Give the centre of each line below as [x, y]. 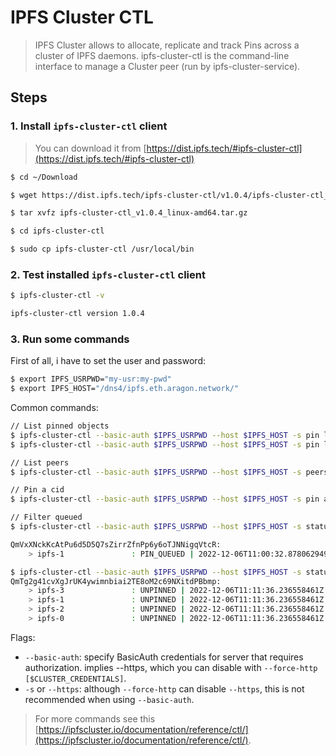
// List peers [40, 462]
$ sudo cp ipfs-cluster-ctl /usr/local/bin [102, 249]
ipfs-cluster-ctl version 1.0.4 [77, 314]
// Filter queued [46, 517]
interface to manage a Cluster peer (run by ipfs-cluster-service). [167, 66]
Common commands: [54, 408]
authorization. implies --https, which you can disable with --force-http [171, 667]
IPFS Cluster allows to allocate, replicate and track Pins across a [167, 45]
